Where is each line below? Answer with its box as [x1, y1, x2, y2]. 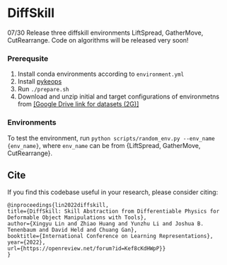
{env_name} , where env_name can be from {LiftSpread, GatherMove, [7, 141, 201, 150]
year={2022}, [7, 239, 46, 246]
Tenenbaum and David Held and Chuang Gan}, [7, 227, 138, 234]
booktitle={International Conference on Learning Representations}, [7, 232, 214, 240]
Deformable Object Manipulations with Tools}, [7, 214, 147, 221]
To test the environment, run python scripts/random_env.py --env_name [7, 133, 216, 142]
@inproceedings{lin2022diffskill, [7, 202, 110, 209]
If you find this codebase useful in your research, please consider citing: [7, 188, 219, 196]
